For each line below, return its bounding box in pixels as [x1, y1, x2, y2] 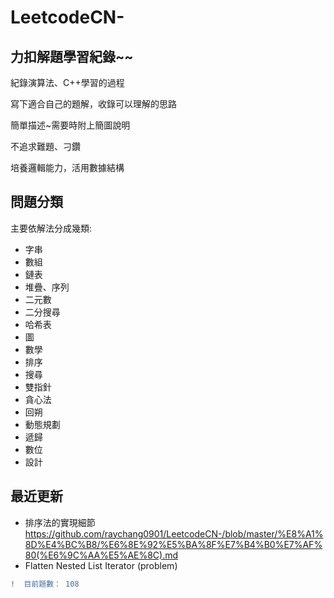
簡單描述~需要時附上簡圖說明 [10, 119, 131, 131]
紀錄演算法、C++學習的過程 [10, 77, 125, 88]
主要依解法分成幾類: [10, 222, 93, 234]
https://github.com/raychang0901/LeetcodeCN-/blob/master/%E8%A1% [24, 527, 324, 540]
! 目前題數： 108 [10, 579, 80, 589]
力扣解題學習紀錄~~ [10, 48, 134, 65]
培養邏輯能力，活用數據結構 [10, 162, 125, 173]
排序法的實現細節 [24, 516, 96, 528]
